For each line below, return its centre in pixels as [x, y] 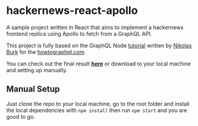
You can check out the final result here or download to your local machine [99, 64]
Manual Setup [33, 89]
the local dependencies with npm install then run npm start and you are [97, 110]
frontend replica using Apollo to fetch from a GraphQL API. [79, 33]
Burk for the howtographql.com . [46, 51]
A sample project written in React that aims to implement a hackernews [95, 27]
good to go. [21, 116]
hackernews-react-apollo [72, 11]
